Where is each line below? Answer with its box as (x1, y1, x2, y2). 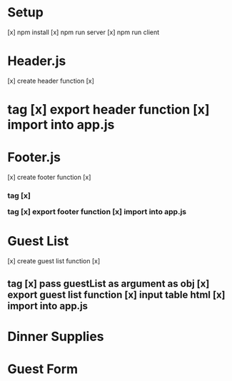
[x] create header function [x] (7, 76, 95, 85)
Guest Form (7, 361, 79, 377)
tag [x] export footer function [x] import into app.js (7, 207, 187, 217)
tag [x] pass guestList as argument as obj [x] (7, 278, 210, 290)
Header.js (7, 53, 66, 69)
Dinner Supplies (7, 328, 104, 345)
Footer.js (7, 149, 61, 166)
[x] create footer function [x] (7, 173, 91, 181)
